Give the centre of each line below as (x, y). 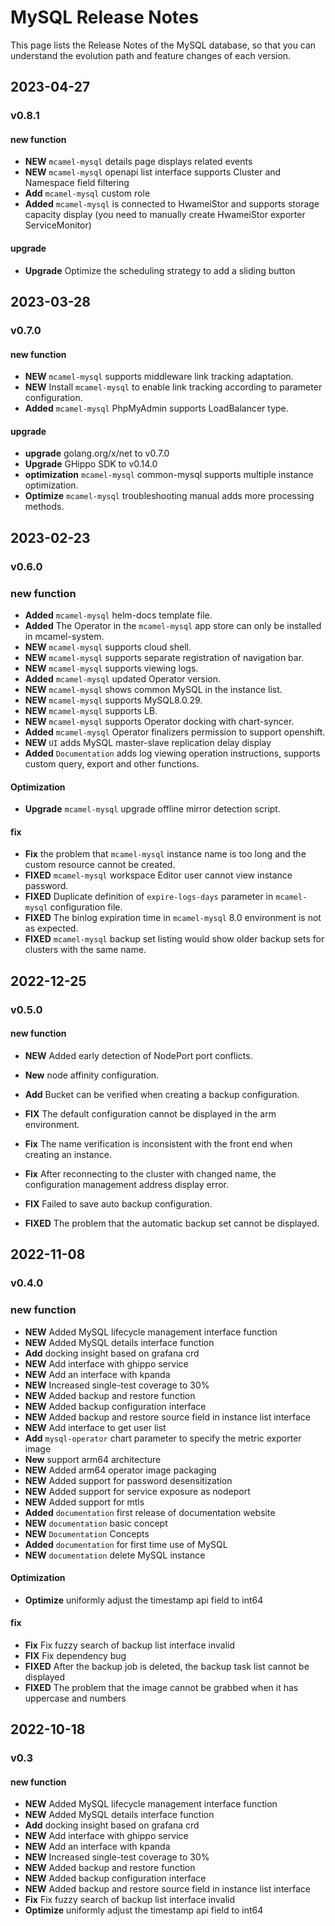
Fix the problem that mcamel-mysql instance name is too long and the (165, 854)
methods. (44, 507)
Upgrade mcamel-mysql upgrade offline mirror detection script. (152, 809)
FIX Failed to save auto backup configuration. (118, 1203)
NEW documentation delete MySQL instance (115, 1555)
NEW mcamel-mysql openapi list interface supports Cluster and (153, 172)
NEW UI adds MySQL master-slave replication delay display (148, 742)
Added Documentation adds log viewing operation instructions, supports (172, 753)
